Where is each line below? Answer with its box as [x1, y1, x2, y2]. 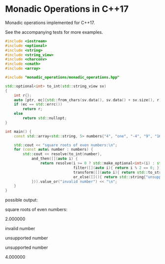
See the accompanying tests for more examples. [5, 29, 103, 35]
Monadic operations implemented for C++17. [5, 20, 95, 26]
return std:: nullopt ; [23, 116, 67, 121]
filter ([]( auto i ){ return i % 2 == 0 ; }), [73, 165, 164, 170]
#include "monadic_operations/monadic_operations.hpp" [5, 75, 120, 80]
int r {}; [14, 93, 32, 98]
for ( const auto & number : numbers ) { [14, 147, 93, 152]
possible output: [5, 197, 38, 203]
